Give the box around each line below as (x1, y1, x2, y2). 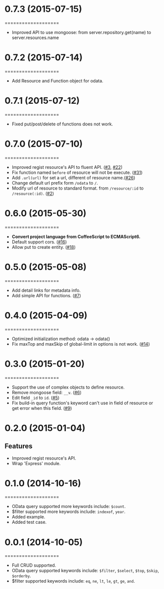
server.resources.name (11, 35, 59, 40)
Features (4, 442, 33, 450)
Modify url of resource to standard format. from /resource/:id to (11, 185, 144, 191)
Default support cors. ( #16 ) (11, 238, 67, 245)
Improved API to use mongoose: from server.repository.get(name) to (11, 29, 151, 35)
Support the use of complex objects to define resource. (11, 384, 125, 390)
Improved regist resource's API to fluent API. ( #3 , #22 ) (11, 164, 123, 170)
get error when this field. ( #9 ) (11, 405, 72, 411)
